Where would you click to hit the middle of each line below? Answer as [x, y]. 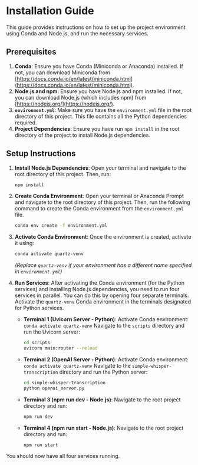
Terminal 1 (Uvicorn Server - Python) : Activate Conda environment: [106, 319]
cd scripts [37, 343]
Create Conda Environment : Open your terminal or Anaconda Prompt [99, 196]
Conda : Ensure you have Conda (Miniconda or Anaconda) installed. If [99, 66]
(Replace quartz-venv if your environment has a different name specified [103, 265]
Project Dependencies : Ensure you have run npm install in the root [97, 128]
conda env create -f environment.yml [61, 226]
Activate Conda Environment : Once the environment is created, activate [103, 237]
